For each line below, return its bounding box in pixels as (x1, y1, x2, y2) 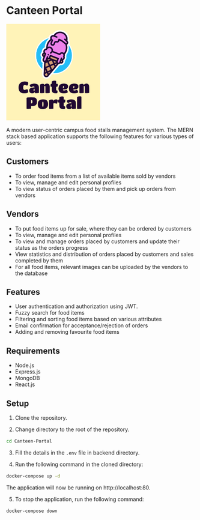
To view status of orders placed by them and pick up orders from (14, 185, 176, 192)
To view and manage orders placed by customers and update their (14, 238, 180, 245)
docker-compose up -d (6, 473, 61, 479)
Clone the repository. (14, 414, 67, 422)
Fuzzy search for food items (14, 309, 85, 316)
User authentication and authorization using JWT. (14, 303, 138, 310)
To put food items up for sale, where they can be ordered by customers (14, 225, 192, 232)
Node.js (14, 361, 35, 369)
